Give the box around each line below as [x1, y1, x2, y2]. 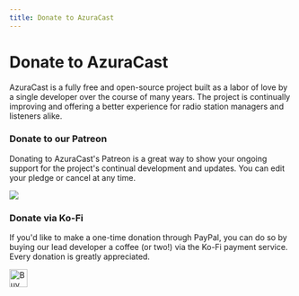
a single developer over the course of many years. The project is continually [9, 91, 291, 102]
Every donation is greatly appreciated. [9, 251, 151, 262]
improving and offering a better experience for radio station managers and [9, 101, 285, 112]
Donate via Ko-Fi [9, 211, 84, 224]
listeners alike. [9, 110, 63, 121]
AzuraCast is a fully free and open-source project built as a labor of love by [9, 82, 288, 93]
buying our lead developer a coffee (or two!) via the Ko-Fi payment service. [9, 242, 288, 253]
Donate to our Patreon [9, 132, 108, 145]
